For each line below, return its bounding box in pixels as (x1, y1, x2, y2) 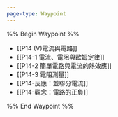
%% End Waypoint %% (6, 102, 74, 110)
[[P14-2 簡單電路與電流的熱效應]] (16, 61, 112, 70)
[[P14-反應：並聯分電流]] (16, 78, 89, 88)
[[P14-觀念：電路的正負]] (16, 88, 89, 96)
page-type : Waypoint (6, 10, 67, 18)
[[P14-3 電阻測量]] (16, 70, 69, 78)
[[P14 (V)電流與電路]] (16, 43, 78, 53)
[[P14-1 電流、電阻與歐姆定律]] (16, 53, 105, 61)
